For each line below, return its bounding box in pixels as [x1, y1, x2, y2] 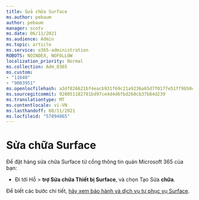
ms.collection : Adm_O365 [6, 63, 68, 70]
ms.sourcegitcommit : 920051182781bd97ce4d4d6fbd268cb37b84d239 [6, 91, 166, 97]
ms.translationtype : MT [6, 96, 65, 102]
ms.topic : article [6, 42, 52, 48]
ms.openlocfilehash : [6, 86, 57, 92]
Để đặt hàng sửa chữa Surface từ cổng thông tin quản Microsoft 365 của [6, 158, 184, 166]
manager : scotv [6, 25, 44, 31]
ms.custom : [6, 69, 33, 75]
